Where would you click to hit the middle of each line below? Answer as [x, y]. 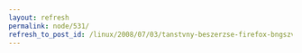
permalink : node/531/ [49, 26]
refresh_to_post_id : [47, 34]
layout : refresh [39, 18]
